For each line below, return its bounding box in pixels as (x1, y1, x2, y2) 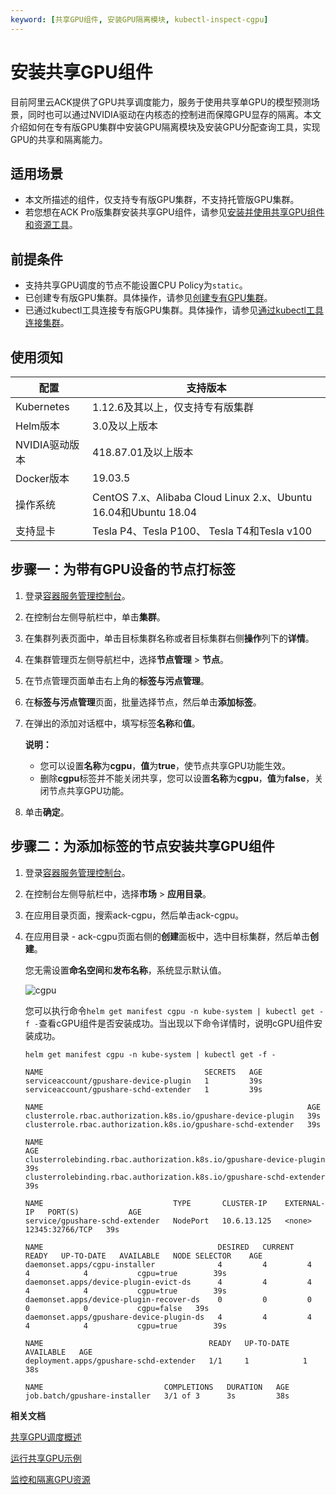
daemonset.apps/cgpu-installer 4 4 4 (24, 1259, 312, 1270)
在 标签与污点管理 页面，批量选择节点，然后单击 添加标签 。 (24, 696, 262, 708)
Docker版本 (15, 472, 70, 485)
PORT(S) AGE (47, 1207, 142, 1217)
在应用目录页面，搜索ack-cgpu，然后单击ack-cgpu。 (24, 909, 245, 921)
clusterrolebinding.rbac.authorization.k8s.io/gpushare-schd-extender (24, 1172, 326, 1182)
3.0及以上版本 (92, 419, 159, 433)
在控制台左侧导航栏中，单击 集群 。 (24, 611, 166, 623)
